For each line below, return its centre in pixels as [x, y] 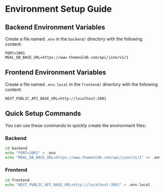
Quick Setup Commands [43, 114]
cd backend [16, 148]
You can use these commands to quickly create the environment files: [76, 125]
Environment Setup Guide [58, 9]
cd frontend [17, 180]
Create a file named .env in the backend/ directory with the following [74, 39]
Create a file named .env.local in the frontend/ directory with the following [82, 84]
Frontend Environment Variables [56, 72]
